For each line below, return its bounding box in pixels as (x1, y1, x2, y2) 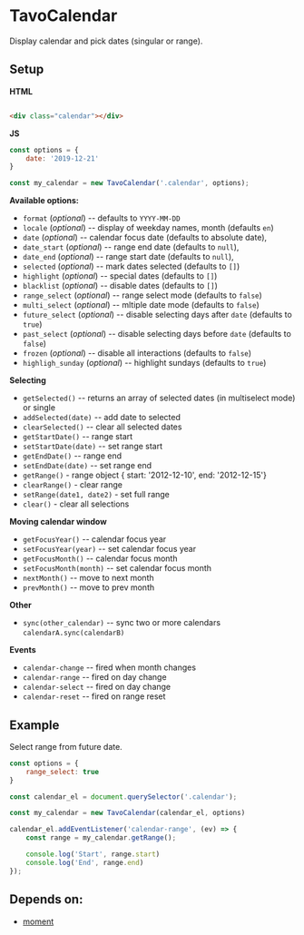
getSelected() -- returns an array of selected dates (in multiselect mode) (22, 392, 296, 404)
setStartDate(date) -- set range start (22, 441, 163, 452)
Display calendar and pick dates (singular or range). (9, 35, 203, 46)
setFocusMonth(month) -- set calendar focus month (22, 563, 211, 574)
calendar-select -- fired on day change (22, 682, 172, 693)
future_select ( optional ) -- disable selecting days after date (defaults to (22, 310, 292, 320)
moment (22, 916, 54, 927)
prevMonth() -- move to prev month (22, 582, 155, 593)
